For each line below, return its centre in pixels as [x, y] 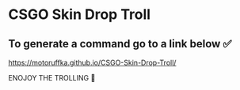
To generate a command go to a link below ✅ [120, 44]
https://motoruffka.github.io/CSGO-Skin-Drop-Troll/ [92, 62]
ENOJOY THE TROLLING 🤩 [52, 78]
